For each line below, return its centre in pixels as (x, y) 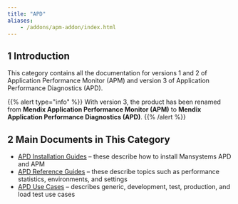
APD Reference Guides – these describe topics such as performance (118, 172)
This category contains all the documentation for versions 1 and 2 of (108, 73)
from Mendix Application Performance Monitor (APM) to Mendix (104, 109)
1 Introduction (38, 56)
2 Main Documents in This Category (89, 139)
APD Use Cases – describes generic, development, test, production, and (124, 187)
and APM (31, 164)
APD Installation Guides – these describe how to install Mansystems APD (124, 156)
